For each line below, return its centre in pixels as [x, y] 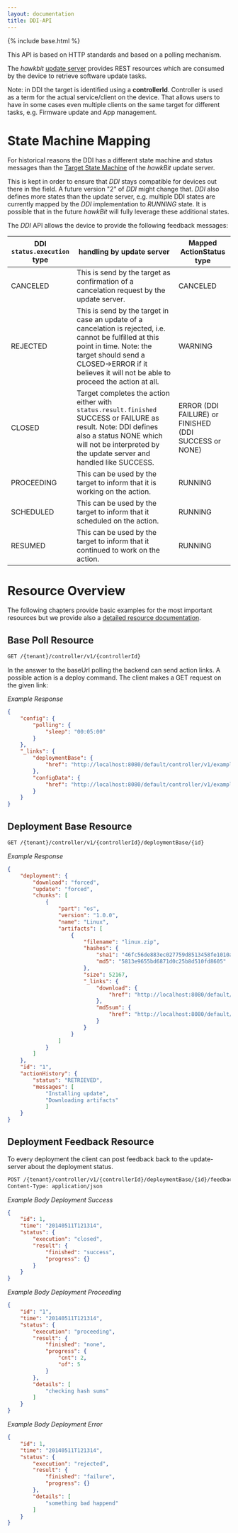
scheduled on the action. [118, 521]
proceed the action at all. [118, 382]
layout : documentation [41, 14]
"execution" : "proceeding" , [74, 1332]
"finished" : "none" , [75, 1345]
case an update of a [110, 320]
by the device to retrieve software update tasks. [77, 76]
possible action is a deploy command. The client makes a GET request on [114, 677]
